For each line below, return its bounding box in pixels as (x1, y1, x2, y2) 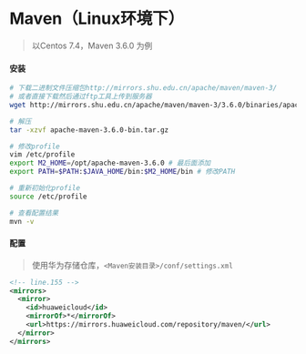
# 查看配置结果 (9, 208, 59, 217)
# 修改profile (9, 142, 61, 151)
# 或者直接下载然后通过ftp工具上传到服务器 (9, 92, 152, 101)
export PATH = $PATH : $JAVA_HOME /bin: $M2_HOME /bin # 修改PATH (9, 167, 236, 177)
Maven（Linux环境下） (9, 8, 185, 29)
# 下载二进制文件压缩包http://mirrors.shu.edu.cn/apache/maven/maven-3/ (9, 84, 278, 93)
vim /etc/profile (9, 150, 76, 159)
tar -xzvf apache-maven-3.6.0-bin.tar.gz (9, 125, 169, 135)
